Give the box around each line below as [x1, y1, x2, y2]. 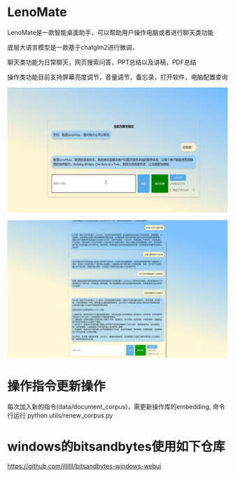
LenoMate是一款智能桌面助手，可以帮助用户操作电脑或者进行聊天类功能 [7, 28, 214, 36]
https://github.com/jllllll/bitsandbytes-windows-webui [7, 462, 162, 471]
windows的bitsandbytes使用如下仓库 [7, 439, 225, 455]
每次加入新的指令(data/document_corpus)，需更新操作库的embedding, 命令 [7, 403, 225, 411]
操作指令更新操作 [7, 378, 106, 394]
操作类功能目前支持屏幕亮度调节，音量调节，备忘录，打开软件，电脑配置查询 [7, 73, 228, 81]
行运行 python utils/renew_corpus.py [7, 411, 113, 420]
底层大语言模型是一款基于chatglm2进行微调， [7, 43, 138, 51]
